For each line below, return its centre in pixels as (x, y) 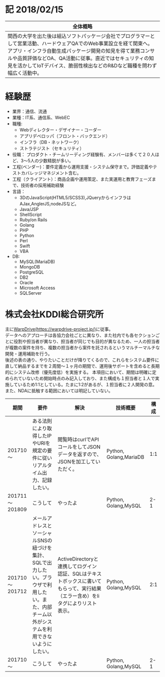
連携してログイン (77, 566)
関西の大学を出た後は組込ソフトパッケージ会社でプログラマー (79, 36)
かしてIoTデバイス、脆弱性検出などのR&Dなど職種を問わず (90, 66)
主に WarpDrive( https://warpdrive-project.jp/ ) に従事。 (59, 329)
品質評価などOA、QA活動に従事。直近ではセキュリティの (83, 58)
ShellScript (30, 214)
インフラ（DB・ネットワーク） (51, 142)
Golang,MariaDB (125, 457)
